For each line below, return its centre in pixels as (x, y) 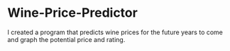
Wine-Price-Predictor (73, 13)
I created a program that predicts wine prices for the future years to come (115, 32)
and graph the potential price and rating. (66, 39)
